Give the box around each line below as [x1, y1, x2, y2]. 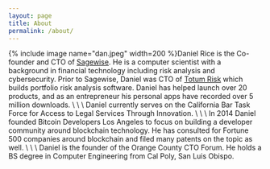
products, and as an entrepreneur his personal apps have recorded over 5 [8, 92, 254, 101]
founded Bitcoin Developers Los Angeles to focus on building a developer [8, 117, 253, 127]
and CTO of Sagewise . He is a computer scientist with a [35, 57, 222, 67]
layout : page [8, 11, 52, 20]
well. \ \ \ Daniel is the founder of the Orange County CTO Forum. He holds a [8, 142, 262, 153]
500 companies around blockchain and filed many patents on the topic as [8, 134, 253, 144]
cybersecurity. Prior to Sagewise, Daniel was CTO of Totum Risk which [8, 74, 243, 84]
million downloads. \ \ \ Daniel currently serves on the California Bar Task [8, 100, 251, 109]
